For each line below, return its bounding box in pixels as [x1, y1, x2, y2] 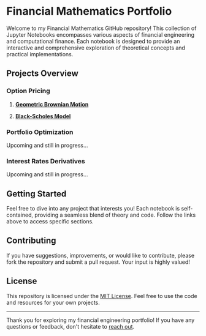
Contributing [6, 236, 56, 246]
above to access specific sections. [6, 218, 94, 225]
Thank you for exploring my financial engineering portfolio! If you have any [6, 316, 195, 324]
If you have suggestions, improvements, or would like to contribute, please [6, 252, 195, 259]
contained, [6, 211, 34, 218]
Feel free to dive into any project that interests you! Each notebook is [6, 205, 180, 212]
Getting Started [6, 189, 67, 199]
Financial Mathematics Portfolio [6, 4, 172, 18]
